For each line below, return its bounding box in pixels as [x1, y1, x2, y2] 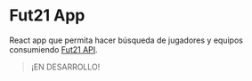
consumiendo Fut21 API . [9, 44, 98, 54]
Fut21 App [9, 5, 85, 26]
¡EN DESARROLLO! [30, 61, 101, 72]
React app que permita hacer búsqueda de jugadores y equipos [9, 35, 243, 45]
